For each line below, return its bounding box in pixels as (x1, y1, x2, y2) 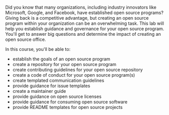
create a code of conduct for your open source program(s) (12, 72, 135, 78)
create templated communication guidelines (12, 78, 105, 83)
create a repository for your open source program (12, 62, 116, 67)
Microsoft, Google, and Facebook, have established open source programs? (5, 10, 163, 16)
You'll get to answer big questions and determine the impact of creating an (5, 31, 161, 37)
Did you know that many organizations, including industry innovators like (5, 5, 157, 10)
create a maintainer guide (12, 88, 66, 94)
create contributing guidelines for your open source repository (12, 67, 143, 73)
